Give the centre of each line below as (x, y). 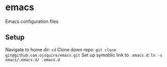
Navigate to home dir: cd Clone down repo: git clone (61, 49)
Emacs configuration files (32, 21)
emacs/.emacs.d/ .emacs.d (32, 60)
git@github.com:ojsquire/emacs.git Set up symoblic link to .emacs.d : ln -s (84, 55)
